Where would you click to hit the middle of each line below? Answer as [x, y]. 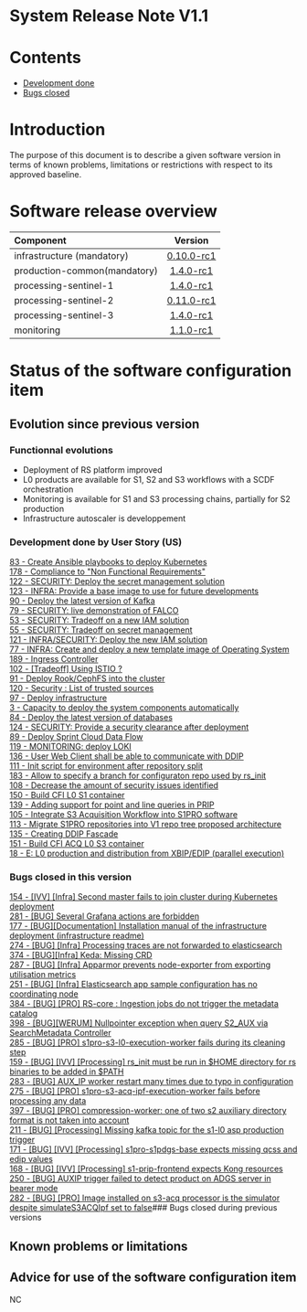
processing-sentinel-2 [64, 300]
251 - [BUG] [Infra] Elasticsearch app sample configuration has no [133, 985]
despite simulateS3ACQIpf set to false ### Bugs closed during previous [143, 1208]
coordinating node [44, 994]
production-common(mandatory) [86, 271]
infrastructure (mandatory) [72, 256]
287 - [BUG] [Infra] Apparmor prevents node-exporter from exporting [140, 965]
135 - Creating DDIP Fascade [64, 834]
